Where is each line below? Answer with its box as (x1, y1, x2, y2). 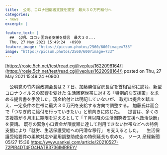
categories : (5, 12, 30, 17)
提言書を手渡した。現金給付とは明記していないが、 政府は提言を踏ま (13, 96, 155, 102)
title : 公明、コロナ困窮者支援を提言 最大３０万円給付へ (5, 7, 112, 12)
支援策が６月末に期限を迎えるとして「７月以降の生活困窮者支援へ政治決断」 (5, 115, 162, 121)
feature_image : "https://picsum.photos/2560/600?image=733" (5, 44, 133, 49)
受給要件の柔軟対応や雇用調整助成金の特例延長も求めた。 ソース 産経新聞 (9, 133, 160, 140)
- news (5, 16, 19, 21)
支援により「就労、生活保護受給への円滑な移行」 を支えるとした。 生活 (5, 127, 156, 133)
